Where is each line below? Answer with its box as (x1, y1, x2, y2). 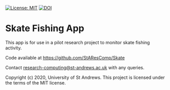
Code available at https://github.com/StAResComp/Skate (5, 54, 125, 61)
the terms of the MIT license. (5, 79, 66, 86)
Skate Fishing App (5, 23, 84, 34)
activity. (5, 45, 22, 51)
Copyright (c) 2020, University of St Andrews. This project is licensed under (5, 74, 165, 80)
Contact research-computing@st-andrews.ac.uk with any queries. (5, 64, 144, 71)
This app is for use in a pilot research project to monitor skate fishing (5, 39, 150, 45)
